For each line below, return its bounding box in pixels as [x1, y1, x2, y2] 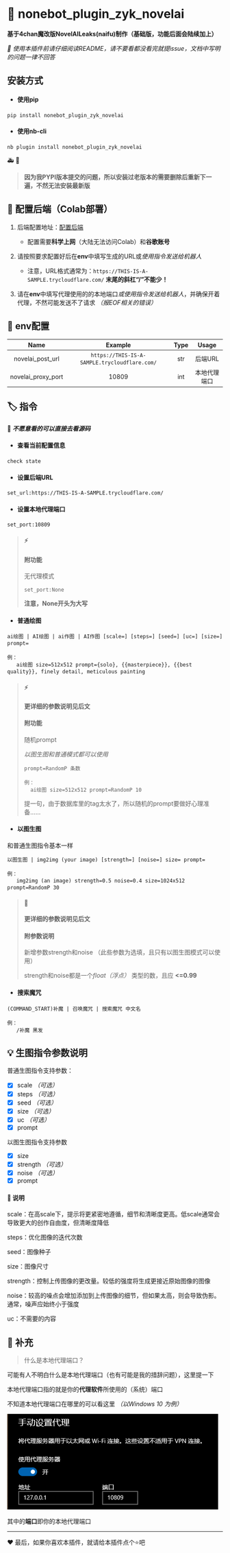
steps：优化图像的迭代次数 [7, 1233, 83, 1242]
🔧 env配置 [7, 320, 50, 332]
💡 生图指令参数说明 [7, 1047, 88, 1059]
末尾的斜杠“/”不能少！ [105, 275, 168, 283]
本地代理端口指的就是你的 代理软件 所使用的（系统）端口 [7, 1385, 163, 1394]
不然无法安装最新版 [36, 181, 90, 189]
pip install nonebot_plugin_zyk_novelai [7, 112, 125, 119]
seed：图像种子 [7, 1248, 51, 1256]
